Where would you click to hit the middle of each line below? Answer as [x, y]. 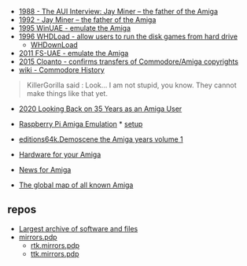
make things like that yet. [67, 93]
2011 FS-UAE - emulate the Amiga [74, 53]
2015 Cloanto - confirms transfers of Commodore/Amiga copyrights [129, 61]
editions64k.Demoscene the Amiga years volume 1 [101, 139]
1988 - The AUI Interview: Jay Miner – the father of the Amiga [118, 11]
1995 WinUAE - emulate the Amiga [75, 28]
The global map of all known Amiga [76, 185]
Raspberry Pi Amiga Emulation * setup [81, 124]
